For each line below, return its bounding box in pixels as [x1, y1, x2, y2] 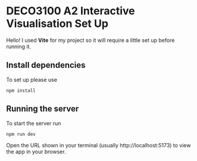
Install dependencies [6, 60, 86, 70]
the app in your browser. [6, 148, 67, 155]
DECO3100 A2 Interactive [6, 4, 135, 18]
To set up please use [6, 76, 58, 83]
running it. [6, 43, 32, 50]
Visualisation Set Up [6, 17, 109, 30]
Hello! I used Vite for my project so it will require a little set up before [6, 36, 175, 44]
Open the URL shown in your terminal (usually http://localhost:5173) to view [6, 141, 191, 148]
